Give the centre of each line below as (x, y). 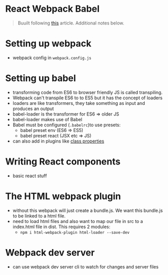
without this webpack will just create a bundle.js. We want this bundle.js (88, 210)
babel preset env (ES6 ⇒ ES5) (52, 130)
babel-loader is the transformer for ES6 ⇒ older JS (66, 114)
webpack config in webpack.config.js (52, 58)
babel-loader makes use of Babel (47, 119)
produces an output (33, 108)
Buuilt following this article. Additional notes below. (71, 23)
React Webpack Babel (53, 9)
